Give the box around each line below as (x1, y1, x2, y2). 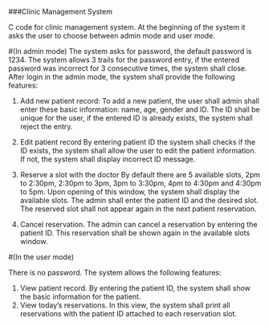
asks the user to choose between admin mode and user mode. (8, 31, 215, 40)
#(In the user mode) (8, 252, 75, 262)
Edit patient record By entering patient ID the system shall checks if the (19, 137, 255, 147)
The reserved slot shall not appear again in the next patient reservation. (19, 204, 257, 214)
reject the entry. (19, 122, 73, 131)
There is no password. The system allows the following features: (8, 268, 222, 277)
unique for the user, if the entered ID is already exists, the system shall (19, 113, 253, 123)
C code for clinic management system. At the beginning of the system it (8, 22, 246, 31)
